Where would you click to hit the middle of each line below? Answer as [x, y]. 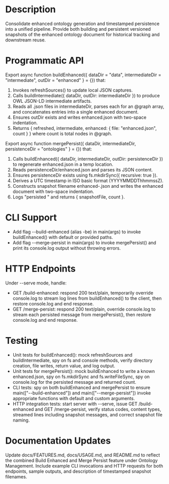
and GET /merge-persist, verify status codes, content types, [98, 409]
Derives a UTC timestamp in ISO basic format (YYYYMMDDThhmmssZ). [88, 181]
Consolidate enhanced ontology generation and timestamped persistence [82, 24]
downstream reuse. [25, 40]
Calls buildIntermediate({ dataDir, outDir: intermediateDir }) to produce [86, 95]
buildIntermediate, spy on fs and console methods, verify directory [82, 360]
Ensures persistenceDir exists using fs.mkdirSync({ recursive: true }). [85, 175]
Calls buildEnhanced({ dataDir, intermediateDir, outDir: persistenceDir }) [88, 159]
